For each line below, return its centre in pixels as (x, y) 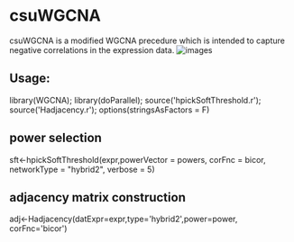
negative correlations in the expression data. (92, 49)
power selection (55, 138)
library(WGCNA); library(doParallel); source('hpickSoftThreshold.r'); (135, 100)
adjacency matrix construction (98, 197)
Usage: (30, 79)
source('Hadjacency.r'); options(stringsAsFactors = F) (110, 110)
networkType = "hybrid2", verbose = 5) (82, 169)
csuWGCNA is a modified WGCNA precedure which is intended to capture (147, 40)
